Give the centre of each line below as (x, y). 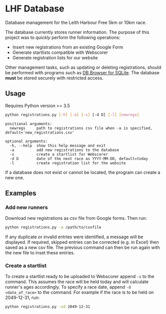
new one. (15, 177)
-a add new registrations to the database (65, 150)
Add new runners (27, 207)
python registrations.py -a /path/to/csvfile (53, 227)
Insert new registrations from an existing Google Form (68, 47)
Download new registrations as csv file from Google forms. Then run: (76, 218)
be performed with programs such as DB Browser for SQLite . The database (82, 72)
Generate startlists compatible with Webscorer (60, 52)
